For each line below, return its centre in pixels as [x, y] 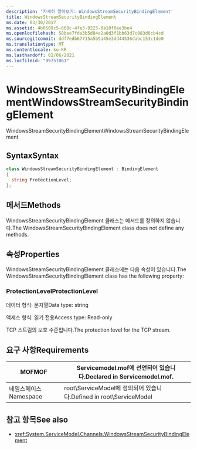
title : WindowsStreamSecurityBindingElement [61, 17]
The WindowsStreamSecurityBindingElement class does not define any [98, 228]
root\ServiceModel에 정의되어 [104, 388]
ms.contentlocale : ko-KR [36, 50]
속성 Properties [33, 254]
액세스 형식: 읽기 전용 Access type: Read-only [59, 317]
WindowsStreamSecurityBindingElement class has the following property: [95, 276]
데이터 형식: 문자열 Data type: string [47, 305]
